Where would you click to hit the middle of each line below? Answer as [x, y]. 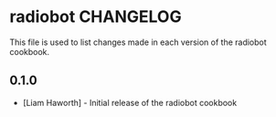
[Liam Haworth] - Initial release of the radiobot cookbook [130, 102]
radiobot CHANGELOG [96, 17]
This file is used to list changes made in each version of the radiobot [138, 42]
